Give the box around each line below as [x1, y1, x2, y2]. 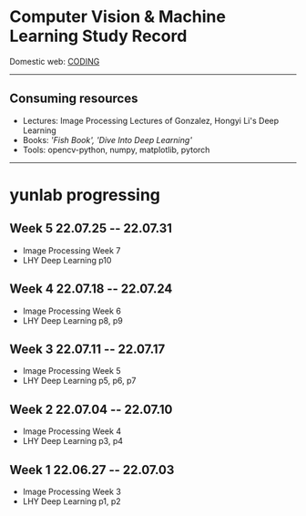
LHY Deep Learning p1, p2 [22, 496, 121, 507]
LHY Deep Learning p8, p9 [22, 315, 123, 325]
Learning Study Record [9, 26, 188, 46]
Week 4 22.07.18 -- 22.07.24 [9, 281, 173, 297]
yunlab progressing [9, 184, 161, 205]
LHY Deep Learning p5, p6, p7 [22, 376, 137, 387]
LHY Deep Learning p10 [22, 254, 112, 265]
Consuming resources [9, 91, 138, 107]
